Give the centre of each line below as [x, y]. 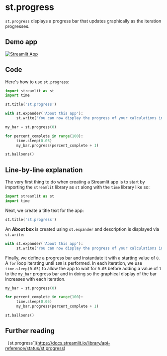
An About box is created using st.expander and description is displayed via [82, 229]
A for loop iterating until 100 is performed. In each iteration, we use [74, 263]
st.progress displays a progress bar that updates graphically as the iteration [83, 21]
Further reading [30, 331]
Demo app [21, 42]
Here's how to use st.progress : [37, 82]
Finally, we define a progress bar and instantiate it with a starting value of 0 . [83, 258]
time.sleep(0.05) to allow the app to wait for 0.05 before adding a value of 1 [83, 268]
